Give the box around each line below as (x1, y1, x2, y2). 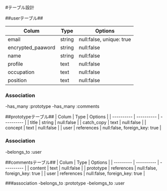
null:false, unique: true (78, 36, 131, 43)
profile (8, 60, 24, 67)
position (8, 77, 27, 84)
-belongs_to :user (5, 149, 42, 155)
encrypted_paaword (8, 44, 55, 51)
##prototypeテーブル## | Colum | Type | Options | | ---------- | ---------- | (5, 114, 160, 120)
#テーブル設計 (5, 5, 35, 10)
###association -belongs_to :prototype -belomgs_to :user (5, 180, 125, 186)
